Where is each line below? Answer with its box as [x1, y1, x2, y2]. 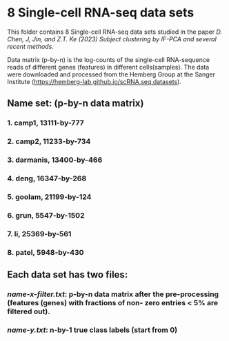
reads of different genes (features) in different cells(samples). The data [7, 63, 210, 71]
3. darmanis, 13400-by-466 [7, 155, 103, 165]
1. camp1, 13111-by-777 [7, 118, 84, 128]
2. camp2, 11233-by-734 [7, 136, 91, 146]
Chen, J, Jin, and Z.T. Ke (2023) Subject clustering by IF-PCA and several [7, 34, 217, 43]
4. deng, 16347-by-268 [7, 174, 87, 183]
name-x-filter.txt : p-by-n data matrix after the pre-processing [7, 289, 219, 299]
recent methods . [7, 42, 54, 50]
